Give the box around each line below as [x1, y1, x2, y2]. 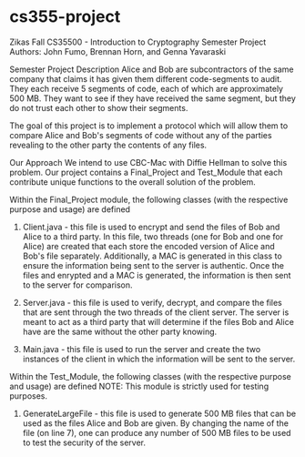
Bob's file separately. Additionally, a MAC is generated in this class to [22, 250, 282, 261]
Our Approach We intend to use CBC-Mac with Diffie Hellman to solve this [9, 157, 288, 168]
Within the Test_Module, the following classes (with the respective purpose [9, 371, 291, 381]
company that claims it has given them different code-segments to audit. [9, 73, 282, 84]
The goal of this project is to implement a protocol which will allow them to [9, 120, 289, 131]
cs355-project [9, 6, 121, 27]
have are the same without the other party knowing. [22, 326, 218, 337]
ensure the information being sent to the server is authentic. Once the [22, 259, 285, 270]
